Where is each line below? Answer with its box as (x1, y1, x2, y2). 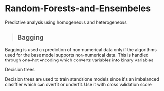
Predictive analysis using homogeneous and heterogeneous (5, 19, 127, 25)
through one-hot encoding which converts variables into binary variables (5, 57, 154, 63)
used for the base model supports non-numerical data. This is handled (5, 52, 149, 58)
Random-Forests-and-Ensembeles (5, 3, 151, 14)
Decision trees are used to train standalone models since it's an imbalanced (5, 76, 159, 82)
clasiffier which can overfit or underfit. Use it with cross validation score (5, 81, 152, 87)
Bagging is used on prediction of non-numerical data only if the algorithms (5, 46, 157, 52)
